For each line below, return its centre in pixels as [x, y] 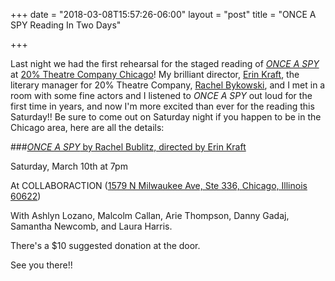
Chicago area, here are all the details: [87, 127]
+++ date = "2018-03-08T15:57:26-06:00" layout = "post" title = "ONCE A [163, 14]
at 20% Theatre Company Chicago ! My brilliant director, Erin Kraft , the [155, 74]
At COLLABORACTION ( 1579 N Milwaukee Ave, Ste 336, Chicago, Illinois [159, 185]
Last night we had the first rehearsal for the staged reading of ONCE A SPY [165, 63]
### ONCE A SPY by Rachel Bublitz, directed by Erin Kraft [128, 147]
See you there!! [41, 265]
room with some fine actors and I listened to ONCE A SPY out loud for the [161, 95]
